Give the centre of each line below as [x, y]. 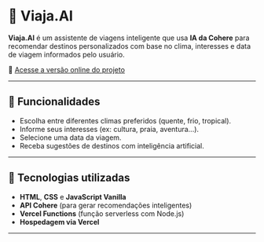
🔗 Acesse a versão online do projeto [67, 69]
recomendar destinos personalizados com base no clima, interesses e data [130, 46]
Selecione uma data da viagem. [70, 137]
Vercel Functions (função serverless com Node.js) [102, 213]
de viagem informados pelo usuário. [66, 54]
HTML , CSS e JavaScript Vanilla [73, 196]
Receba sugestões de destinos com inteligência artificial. [112, 145]
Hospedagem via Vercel [59, 222]
